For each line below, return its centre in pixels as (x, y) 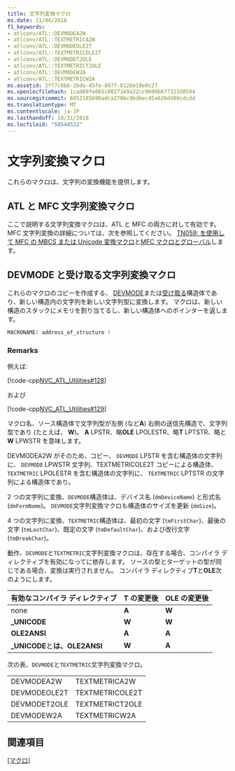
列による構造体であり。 (41, 482)
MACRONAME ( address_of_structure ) (59, 333)
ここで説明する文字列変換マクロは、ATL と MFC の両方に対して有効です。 (114, 224)
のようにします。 (31, 579)
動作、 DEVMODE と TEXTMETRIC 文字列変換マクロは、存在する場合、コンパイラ (114, 553)
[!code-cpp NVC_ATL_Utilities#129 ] (57, 409)
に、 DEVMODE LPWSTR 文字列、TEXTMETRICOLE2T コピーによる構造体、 (112, 465)
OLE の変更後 (187, 598)
